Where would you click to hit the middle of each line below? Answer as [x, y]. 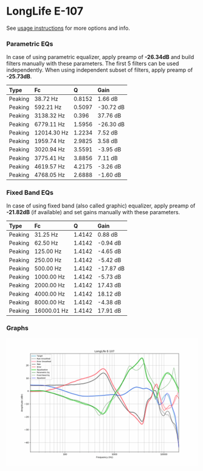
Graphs [17, 328]
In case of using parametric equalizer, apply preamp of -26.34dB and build [100, 57]
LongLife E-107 [45, 11]
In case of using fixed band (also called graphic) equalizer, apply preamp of [101, 206]
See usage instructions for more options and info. [68, 28]
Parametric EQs [30, 44]
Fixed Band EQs [30, 192]
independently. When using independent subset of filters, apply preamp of [100, 70]
